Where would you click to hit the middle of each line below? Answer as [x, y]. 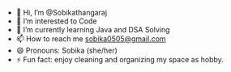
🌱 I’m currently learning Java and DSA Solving [93, 30]
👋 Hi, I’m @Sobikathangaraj [62, 13]
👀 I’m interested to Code [56, 21]
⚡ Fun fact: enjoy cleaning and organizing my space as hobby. [120, 59]
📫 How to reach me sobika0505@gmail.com [91, 39]
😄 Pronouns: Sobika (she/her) [66, 50]
